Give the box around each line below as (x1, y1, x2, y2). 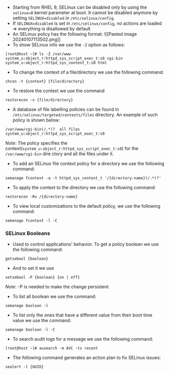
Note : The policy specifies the (5, 140, 68, 146)
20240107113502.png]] (12, 36, 61, 42)
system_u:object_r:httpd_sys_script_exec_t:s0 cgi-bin (5, 56, 123, 61)
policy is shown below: (12, 117, 61, 123)
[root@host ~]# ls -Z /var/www (5, 51, 71, 56)
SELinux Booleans (5, 229, 50, 236)
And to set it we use (12, 265, 54, 271)
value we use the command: (12, 318, 72, 324)
